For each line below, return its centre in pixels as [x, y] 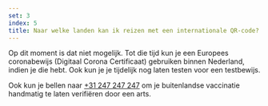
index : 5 [23, 23]
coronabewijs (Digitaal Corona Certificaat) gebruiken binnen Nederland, [127, 61]
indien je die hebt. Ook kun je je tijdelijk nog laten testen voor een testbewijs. [134, 70]
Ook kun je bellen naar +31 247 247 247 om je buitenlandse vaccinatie [124, 85]
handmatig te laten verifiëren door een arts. [80, 94]
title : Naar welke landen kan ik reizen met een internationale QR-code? [134, 30]
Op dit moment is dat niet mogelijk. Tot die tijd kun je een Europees [119, 53]
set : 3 [19, 16]
